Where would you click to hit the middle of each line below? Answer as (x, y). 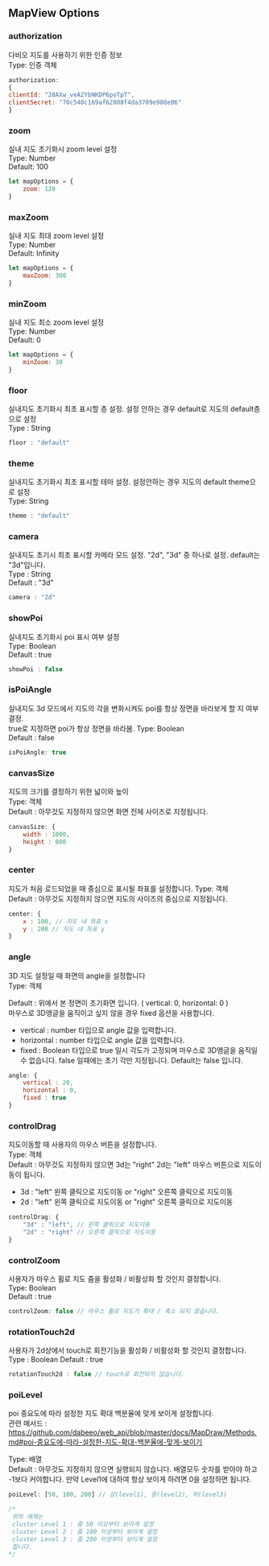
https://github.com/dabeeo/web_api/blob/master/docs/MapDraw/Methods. (133, 1432)
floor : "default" (39, 443)
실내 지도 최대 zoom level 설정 (56, 236)
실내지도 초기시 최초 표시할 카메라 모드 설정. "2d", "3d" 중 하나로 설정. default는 (134, 555)
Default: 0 (25, 340)
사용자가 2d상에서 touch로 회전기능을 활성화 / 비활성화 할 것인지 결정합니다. (128, 1351)
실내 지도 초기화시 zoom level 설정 (63, 149)
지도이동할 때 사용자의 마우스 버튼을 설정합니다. (83, 1145)
